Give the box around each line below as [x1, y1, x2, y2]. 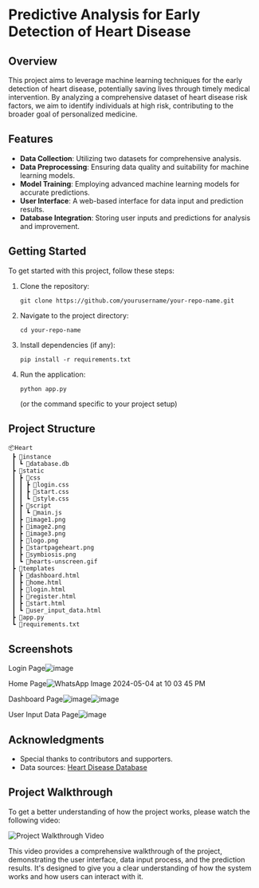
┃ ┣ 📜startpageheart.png [11, 544, 94, 552]
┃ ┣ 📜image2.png [11, 523, 66, 531]
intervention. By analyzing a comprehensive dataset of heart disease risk [8, 93, 248, 101]
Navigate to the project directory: [19, 310, 129, 320]
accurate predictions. [19, 187, 90, 197]
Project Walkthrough [8, 786, 113, 799]
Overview [8, 54, 58, 68]
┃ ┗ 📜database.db [11, 460, 69, 468]
